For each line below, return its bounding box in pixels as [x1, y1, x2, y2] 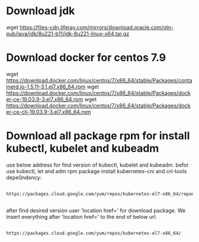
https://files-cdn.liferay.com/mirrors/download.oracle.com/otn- [20, 24, 174, 31]
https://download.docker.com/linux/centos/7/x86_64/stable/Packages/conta [6, 77, 192, 84]
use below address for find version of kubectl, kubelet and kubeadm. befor [6, 161, 189, 168]
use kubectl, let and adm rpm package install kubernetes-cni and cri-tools [6, 167, 187, 174]
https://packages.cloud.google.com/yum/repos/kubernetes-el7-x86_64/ [6, 230, 182, 237]
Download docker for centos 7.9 [6, 51, 166, 65]
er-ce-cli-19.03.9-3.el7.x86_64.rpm [6, 108, 91, 115]
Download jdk [6, 4, 75, 18]
